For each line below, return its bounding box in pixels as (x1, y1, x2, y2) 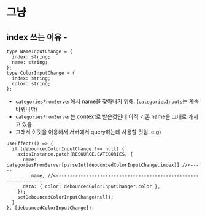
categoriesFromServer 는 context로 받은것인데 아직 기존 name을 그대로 (15, 113, 187, 120)
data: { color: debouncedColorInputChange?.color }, (22, 183, 161, 189)
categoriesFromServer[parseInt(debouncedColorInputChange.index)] (6, 162, 180, 168)
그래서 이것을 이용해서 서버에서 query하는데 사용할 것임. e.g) (15, 128, 161, 135)
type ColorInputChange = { (6, 70, 75, 76)
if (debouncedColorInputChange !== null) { (12, 146, 125, 152)
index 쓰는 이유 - (6, 32, 68, 42)
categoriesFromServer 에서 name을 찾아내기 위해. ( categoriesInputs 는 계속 (15, 97, 199, 105)
